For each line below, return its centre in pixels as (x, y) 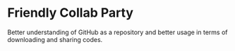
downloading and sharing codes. (55, 39)
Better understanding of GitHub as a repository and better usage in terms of (117, 32)
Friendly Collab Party (71, 13)
